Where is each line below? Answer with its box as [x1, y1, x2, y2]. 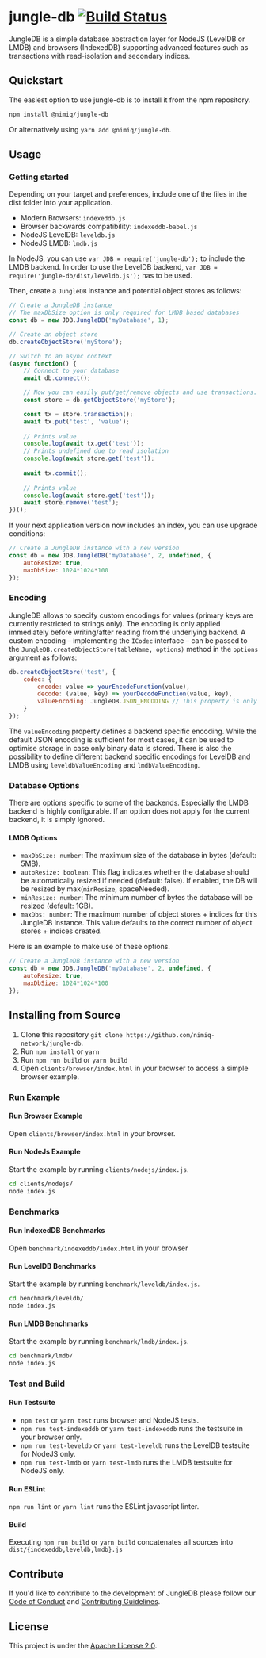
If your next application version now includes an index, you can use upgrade [9, 520, 258, 530]
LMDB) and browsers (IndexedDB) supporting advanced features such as [9, 42, 249, 52]
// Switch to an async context [9, 352, 112, 360]
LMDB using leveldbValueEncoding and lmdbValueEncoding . [9, 760, 200, 769]
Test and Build [9, 1378, 66, 1389]
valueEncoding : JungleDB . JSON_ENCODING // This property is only [37, 698, 258, 706]
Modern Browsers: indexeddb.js [20, 213, 126, 223]
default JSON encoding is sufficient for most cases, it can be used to [9, 734, 234, 745]
